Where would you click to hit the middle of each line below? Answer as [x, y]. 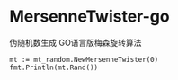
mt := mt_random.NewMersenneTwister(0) [84, 59]
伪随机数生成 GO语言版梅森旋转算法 [76, 42]
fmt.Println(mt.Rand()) [54, 67]
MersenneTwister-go [89, 17]
